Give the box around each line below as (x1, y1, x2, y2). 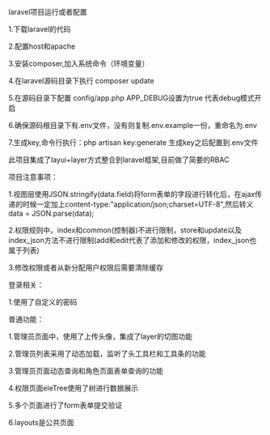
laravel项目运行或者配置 (8, 7, 87, 16)
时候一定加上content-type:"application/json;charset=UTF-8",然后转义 (22, 199, 254, 209)
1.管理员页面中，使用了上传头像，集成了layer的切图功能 (8, 331, 192, 341)
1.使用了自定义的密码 (8, 297, 78, 306)
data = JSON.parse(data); (8, 209, 95, 218)
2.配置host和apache (8, 41, 76, 51)
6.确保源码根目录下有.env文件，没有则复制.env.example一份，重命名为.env (8, 121, 257, 130)
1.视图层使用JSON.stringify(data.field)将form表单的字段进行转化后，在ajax (8, 190, 255, 198)
